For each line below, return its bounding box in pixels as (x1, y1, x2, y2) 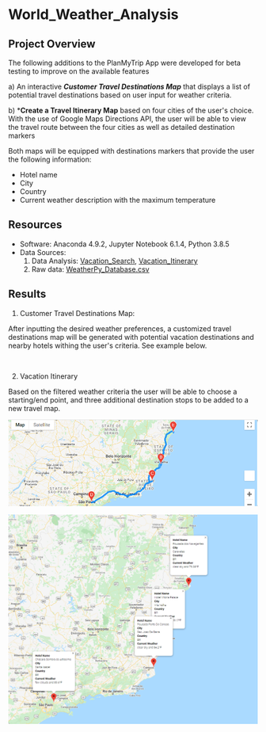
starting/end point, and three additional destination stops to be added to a (8, 395, 249, 405)
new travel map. (8, 403, 61, 413)
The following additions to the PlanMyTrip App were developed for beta (8, 58, 241, 67)
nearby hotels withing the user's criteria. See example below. (8, 341, 207, 350)
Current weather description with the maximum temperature (19, 196, 216, 204)
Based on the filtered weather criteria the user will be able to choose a (8, 387, 237, 396)
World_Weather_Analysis (8, 6, 180, 24)
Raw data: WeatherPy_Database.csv (31, 264, 150, 274)
